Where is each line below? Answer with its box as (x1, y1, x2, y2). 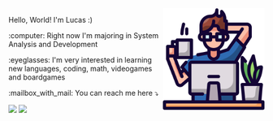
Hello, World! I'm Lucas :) (8, 15, 93, 24)
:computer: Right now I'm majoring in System (8, 31, 159, 40)
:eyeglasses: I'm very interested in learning (8, 55, 153, 64)
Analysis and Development (8, 40, 98, 49)
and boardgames (8, 72, 66, 82)
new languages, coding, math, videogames (8, 64, 153, 73)
